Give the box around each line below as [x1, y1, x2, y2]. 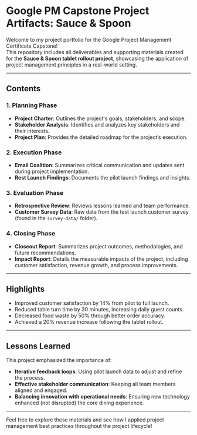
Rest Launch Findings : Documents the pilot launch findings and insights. [14, 174, 191, 181]
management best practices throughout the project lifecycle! [6, 423, 152, 430]
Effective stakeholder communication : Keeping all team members [14, 381, 176, 388]
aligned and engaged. [14, 387, 67, 394]
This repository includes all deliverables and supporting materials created [6, 48, 184, 55]
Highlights [6, 284, 45, 294]
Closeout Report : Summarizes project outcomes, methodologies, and [14, 243, 183, 250]
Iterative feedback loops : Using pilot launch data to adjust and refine [14, 368, 182, 375]
